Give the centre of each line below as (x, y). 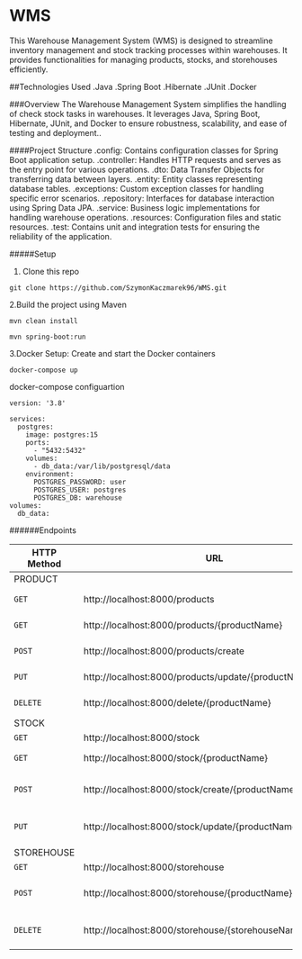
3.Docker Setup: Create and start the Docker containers (112, 353)
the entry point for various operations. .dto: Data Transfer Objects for (137, 169)
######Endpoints (43, 530)
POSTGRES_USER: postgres (80, 490)
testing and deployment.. (55, 132)
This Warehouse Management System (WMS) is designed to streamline (142, 41)
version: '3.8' (38, 403)
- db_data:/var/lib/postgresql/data (102, 466)
